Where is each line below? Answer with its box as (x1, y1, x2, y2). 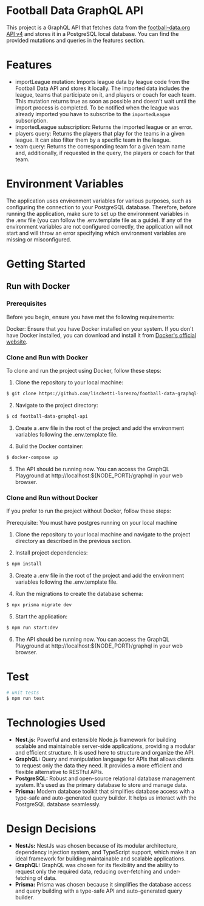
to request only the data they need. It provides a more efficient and (15, 762, 183, 769)
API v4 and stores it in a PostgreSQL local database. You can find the (6, 30, 179, 37)
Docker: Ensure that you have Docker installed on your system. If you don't (6, 325, 194, 332)
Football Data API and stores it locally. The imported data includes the (15, 85, 189, 92)
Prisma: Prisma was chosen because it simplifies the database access (15, 881, 192, 888)
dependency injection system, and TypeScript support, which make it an (15, 849, 196, 856)
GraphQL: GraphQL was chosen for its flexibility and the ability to (15, 862, 179, 869)
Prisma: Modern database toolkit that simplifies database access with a (15, 788, 195, 795)
